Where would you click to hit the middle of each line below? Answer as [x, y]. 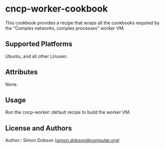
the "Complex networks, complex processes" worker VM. [65, 28]
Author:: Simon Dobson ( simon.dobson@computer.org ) [63, 140]
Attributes [21, 72]
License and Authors [39, 128]
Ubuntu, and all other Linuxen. [37, 56]
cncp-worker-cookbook [57, 9]
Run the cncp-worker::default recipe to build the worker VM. [68, 112]
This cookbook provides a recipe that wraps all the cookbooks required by [82, 23]
